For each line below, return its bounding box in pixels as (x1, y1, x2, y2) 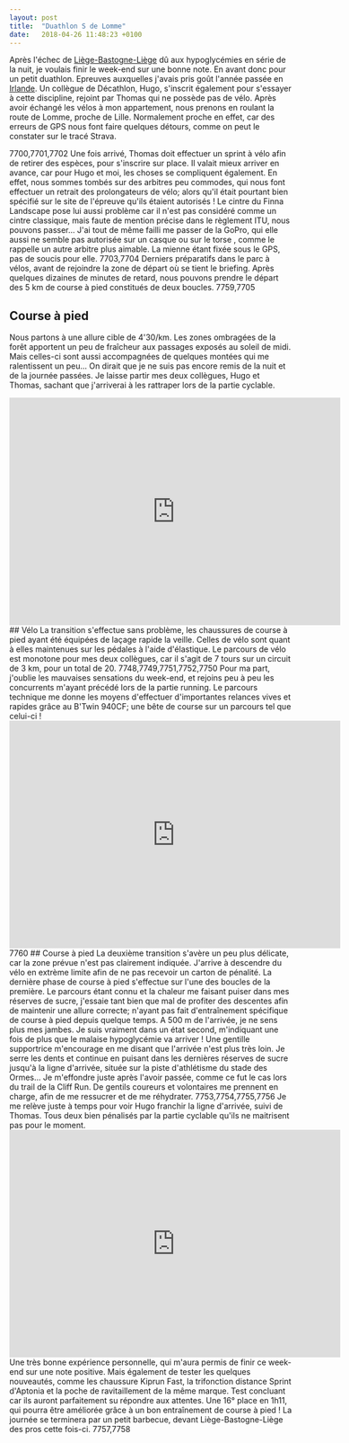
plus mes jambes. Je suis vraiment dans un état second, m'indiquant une (9, 1024, 279, 1035)
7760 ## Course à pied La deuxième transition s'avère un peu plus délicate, (9, 948, 290, 958)
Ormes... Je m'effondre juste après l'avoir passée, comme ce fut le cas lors (9, 1072, 287, 1083)
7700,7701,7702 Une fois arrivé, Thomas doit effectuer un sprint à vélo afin (9, 148, 287, 159)
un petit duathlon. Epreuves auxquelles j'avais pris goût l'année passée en (9, 74, 284, 85)
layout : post (9, 13, 58, 22)
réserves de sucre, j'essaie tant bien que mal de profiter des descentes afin (9, 995, 289, 1007)
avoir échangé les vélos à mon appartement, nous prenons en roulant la (9, 102, 275, 113)
